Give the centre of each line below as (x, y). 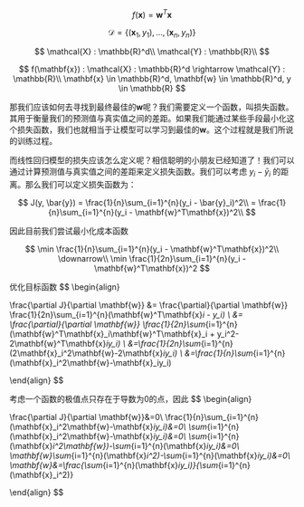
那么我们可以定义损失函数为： (81, 185)
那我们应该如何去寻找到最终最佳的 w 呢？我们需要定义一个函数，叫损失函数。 (152, 107)
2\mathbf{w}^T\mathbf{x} (58, 344)
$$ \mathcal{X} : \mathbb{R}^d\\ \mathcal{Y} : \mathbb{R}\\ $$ (152, 52)
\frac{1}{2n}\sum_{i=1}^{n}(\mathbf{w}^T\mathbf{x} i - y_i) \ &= (127, 315)
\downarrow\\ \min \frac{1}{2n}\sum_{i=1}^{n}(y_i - (152, 259)
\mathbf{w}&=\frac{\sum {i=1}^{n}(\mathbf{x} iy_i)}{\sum (114, 465)
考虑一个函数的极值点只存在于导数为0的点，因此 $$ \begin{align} (131, 399)
